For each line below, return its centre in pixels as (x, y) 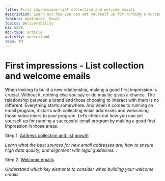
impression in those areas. (32, 126)
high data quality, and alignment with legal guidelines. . (61, 150)
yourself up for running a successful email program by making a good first (80, 121)
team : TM (14, 42)
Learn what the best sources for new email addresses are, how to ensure (79, 145)
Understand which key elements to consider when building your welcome (79, 169)
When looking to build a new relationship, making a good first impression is (81, 90)
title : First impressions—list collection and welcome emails (70, 10)
